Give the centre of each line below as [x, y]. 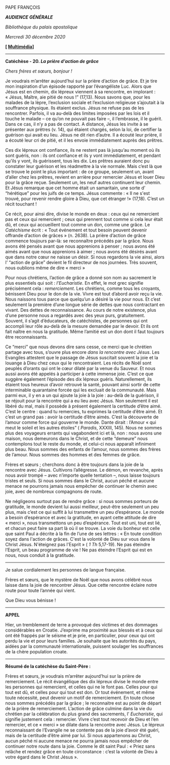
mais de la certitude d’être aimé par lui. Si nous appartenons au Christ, [78, 735]
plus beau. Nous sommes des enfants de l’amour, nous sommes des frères [83, 449]
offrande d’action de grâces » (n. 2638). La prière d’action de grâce [75, 235]
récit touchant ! [21, 204]
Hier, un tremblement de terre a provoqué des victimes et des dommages [81, 625]
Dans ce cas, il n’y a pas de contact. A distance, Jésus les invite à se [77, 124]
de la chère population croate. [37, 652]
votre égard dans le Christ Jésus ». [42, 757]
